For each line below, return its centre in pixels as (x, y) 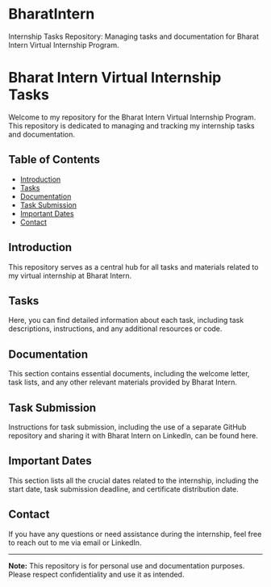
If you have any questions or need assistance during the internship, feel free (135, 534)
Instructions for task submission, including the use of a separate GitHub (127, 427)
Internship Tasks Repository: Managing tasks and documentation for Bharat (134, 36)
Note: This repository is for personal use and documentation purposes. (127, 565)
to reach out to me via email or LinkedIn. (75, 543)
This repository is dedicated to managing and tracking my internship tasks (132, 125)
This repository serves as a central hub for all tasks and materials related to (133, 266)
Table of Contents (54, 159)
